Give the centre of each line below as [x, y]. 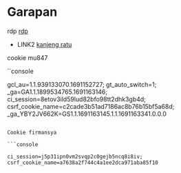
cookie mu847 [28, 58]
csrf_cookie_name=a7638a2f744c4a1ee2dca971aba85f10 [83, 163]
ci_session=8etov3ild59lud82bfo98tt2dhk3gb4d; [77, 99]
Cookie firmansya [32, 132]
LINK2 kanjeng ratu [44, 44]
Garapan [32, 12]
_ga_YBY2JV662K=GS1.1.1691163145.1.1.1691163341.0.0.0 [87, 114]
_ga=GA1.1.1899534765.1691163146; [57, 92]
